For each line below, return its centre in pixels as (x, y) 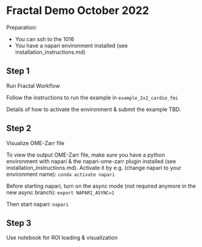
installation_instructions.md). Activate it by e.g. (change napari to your (94, 167)
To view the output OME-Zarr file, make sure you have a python (86, 155)
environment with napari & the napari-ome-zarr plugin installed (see (91, 161)
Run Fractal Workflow (33, 86)
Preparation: (22, 27)
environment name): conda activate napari (61, 174)
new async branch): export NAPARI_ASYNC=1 (60, 192)
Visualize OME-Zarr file (35, 143)
